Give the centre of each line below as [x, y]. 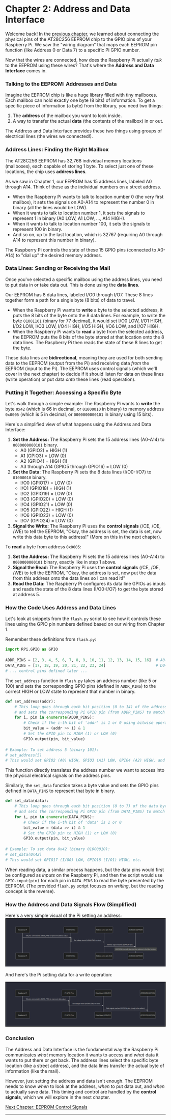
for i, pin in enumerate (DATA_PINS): [54, 817]
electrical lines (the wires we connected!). [49, 136]
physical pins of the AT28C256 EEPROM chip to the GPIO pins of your [78, 39]
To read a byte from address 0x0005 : [43, 547]
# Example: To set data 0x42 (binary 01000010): [58, 849]
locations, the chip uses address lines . [46, 172]
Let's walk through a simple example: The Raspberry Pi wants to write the [83, 404]
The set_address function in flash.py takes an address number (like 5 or [81, 681]
